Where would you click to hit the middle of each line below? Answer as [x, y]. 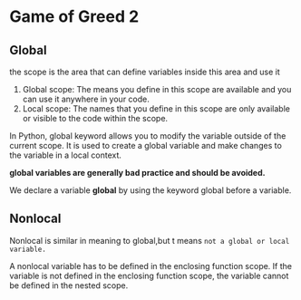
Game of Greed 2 [74, 17]
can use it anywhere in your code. [86, 99]
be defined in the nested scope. [69, 285]
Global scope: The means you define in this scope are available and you [157, 89]
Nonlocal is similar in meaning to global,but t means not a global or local [150, 240]
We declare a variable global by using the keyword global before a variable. [150, 190]
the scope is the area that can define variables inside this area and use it [145, 72]
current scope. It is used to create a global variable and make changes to [146, 145]
